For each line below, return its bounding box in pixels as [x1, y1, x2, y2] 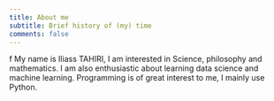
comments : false [9, 29, 69, 38]
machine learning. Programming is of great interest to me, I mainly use [9, 73, 265, 83]
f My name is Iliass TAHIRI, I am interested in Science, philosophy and [9, 54, 263, 65]
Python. [9, 82, 38, 93]
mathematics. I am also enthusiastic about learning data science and [9, 63, 259, 74]
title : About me [9, 12, 69, 22]
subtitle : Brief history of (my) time [9, 21, 152, 30]
